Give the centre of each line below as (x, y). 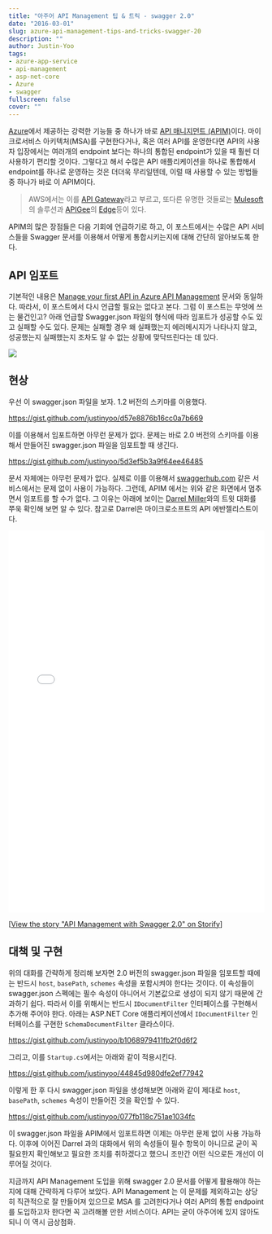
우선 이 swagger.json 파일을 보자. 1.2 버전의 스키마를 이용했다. (108, 402)
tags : (17, 54)
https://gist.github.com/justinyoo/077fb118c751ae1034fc (102, 1116)
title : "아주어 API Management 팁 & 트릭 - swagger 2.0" (101, 16)
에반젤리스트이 (235, 508)
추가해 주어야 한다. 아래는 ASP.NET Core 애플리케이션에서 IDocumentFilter (129, 1013)
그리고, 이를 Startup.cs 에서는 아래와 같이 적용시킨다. (93, 1056)
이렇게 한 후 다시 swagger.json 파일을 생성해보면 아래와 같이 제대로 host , (125, 1090)
